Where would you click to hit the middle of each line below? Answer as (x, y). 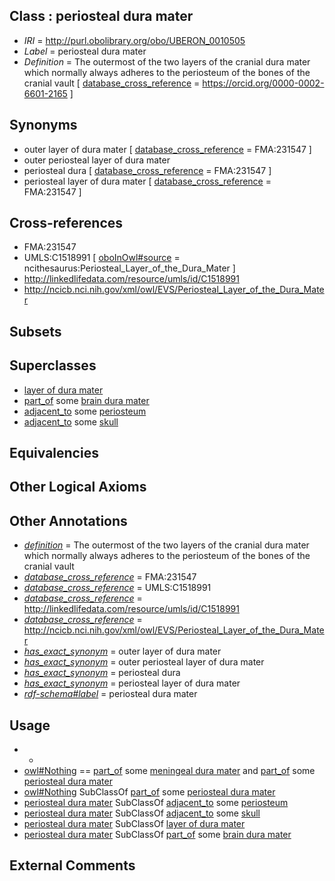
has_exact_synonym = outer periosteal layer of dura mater (144, 662)
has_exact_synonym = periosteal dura (102, 673)
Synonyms (43, 125)
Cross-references (66, 223)
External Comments (72, 865)
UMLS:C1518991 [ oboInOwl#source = (102, 258)
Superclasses (53, 365)
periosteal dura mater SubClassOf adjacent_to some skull (142, 813)
